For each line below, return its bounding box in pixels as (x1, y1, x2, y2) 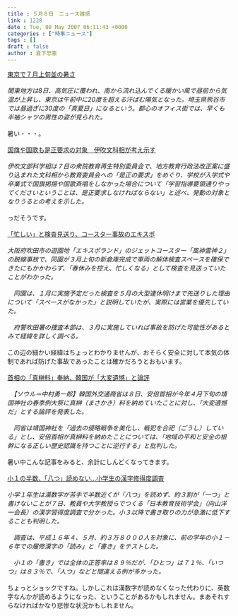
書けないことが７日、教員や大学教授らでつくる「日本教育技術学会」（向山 (7, 499, 221, 507)
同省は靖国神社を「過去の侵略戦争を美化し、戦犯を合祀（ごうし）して (13, 423, 218, 432)
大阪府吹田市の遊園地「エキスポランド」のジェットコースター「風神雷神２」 (7, 246, 230, 254)
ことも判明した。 (13, 516, 64, 525)
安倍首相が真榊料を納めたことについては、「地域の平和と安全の (37, 432, 221, 441)
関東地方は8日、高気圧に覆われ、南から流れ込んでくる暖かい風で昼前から (7, 86, 221, 95)
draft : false (7, 43, 49, 50)
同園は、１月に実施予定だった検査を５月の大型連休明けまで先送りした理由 (13, 289, 230, 297)
